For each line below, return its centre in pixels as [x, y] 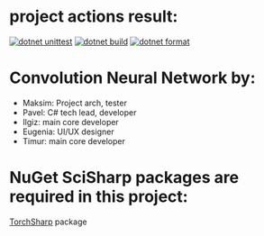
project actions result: [94, 17]
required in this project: [99, 197]
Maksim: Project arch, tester [75, 103]
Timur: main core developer [74, 141]
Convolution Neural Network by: [132, 78]
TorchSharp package [48, 222]
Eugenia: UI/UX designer [68, 132]
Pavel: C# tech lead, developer [79, 112]
